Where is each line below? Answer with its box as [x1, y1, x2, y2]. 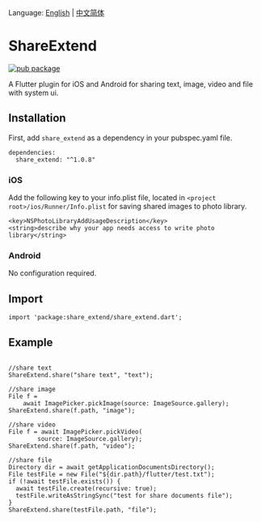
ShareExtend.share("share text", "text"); [8, 370, 154, 379]
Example [8, 336, 53, 349]
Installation [8, 111, 66, 125]
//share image [8, 385, 57, 393]
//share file [8, 456, 53, 464]
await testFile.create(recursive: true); [15, 484, 158, 493]
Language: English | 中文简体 [8, 8, 105, 17]
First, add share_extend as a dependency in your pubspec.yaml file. [8, 133, 233, 143]
